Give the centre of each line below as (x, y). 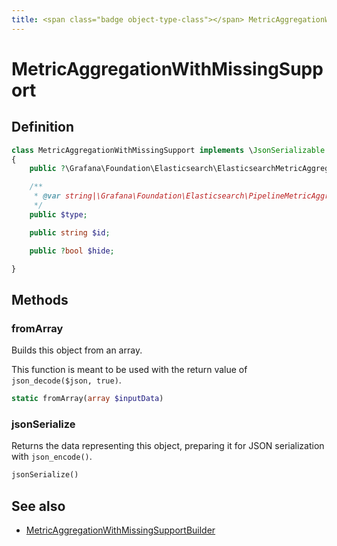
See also (38, 506)
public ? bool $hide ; (72, 251)
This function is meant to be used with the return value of (129, 370)
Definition (42, 127)
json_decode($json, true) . (66, 380)
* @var (47, 196)
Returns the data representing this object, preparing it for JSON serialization (168, 446)
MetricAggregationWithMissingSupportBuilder (120, 530)
